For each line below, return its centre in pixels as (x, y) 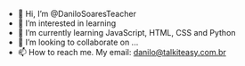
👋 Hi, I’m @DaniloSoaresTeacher (77, 14)
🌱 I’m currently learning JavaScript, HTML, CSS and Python (127, 33)
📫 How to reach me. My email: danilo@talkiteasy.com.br (122, 52)
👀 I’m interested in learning (67, 23)
